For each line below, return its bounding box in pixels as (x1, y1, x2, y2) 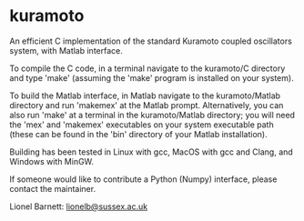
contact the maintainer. (9, 183, 96, 194)
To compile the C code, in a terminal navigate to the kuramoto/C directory (9, 63, 286, 74)
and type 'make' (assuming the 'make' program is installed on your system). (9, 72, 294, 83)
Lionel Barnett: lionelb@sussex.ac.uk (9, 201, 148, 212)
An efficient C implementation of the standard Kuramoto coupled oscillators (9, 35, 293, 46)
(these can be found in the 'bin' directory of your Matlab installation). (9, 128, 268, 139)
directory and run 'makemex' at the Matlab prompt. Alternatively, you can (9, 99, 284, 110)
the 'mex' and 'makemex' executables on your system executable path (9, 119, 275, 130)
